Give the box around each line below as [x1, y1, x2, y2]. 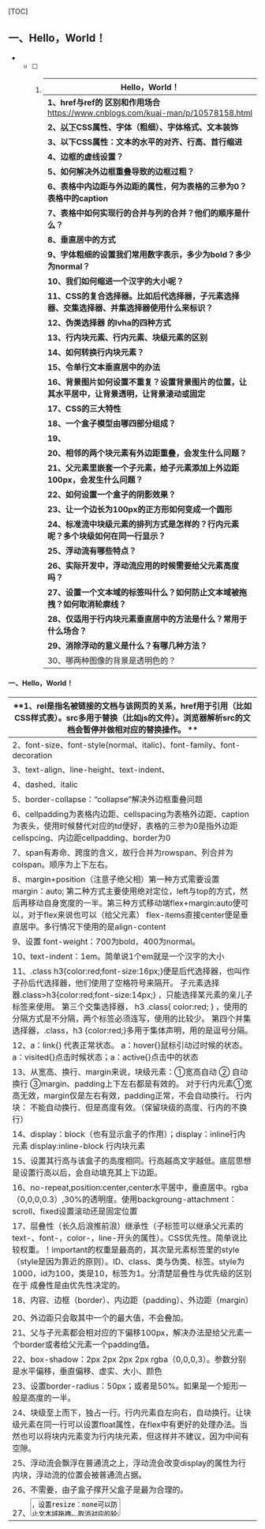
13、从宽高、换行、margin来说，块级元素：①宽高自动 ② [12, 1067, 230, 1078]
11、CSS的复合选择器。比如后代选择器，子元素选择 [47, 290, 240, 301]
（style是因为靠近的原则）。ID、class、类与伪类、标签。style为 [12, 1256, 245, 1267]
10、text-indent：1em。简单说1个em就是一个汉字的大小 [12, 951, 225, 962]
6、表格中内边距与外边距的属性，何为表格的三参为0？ [47, 181, 248, 192]
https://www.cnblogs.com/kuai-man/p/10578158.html [47, 107, 253, 118]
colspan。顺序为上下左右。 [12, 859, 113, 870]
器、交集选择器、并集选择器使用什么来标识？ [47, 302, 214, 313]
